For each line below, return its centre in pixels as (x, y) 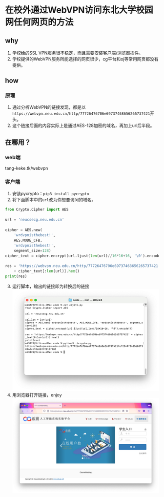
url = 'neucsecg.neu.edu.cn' (35, 220)
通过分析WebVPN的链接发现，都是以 (49, 107)
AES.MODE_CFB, (28, 240)
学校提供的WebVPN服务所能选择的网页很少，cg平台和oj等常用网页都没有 (85, 59)
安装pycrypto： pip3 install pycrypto (51, 193)
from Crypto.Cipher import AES (37, 209)
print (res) (16, 276)
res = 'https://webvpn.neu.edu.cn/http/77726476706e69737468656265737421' (83, 266)
